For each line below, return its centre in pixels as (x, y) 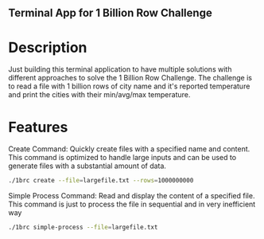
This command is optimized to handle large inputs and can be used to (122, 158)
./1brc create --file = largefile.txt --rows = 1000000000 (101, 181)
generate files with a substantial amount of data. (87, 166)
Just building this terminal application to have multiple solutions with (120, 69)
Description (48, 47)
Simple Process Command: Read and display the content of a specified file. (132, 196)
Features (38, 127)
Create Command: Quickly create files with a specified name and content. (129, 149)
